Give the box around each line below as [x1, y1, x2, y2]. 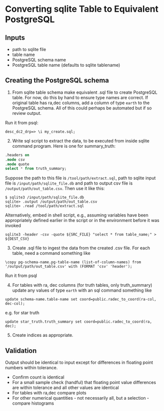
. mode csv [5, 157, 25, 162]
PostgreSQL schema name [12, 57, 66, 62]
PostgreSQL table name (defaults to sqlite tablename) [12, 62, 120, 68]
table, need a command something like [12, 250, 91, 256]
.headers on [5, 152, 29, 158]
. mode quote [5, 162, 29, 166]
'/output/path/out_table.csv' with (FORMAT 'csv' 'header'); [5, 264, 133, 269]
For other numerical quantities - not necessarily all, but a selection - [12, 395, 149, 401]
